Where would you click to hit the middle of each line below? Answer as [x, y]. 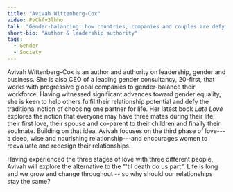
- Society [27, 53]
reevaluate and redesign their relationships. [69, 146]
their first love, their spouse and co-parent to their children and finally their [114, 123]
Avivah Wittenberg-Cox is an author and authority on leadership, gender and [116, 72]
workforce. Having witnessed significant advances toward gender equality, [114, 94]
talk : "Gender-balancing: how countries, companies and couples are [108, 26]
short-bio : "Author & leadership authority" [72, 33]
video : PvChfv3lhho [35, 20]
